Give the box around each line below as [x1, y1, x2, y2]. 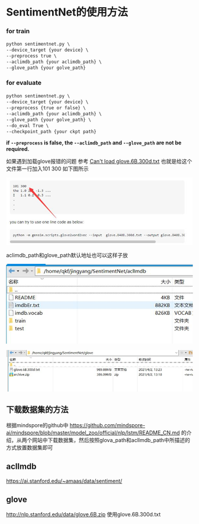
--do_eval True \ [6, 122, 49, 128]
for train [6, 27, 30, 36]
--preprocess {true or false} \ [6, 105, 86, 111]
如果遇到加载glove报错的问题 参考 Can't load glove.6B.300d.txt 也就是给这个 [6, 157, 192, 165]
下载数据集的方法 [6, 405, 69, 415]
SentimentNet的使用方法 [6, 5, 129, 19]
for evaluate [6, 78, 42, 87]
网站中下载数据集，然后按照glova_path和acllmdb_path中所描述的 [31, 436, 191, 443]
